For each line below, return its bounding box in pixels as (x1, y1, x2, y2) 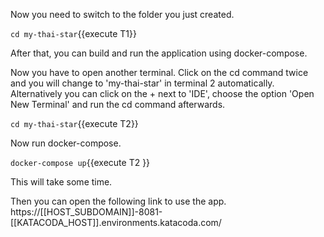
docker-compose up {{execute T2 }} (10, 157, 151, 168)
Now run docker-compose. (10, 137, 122, 149)
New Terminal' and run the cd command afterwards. (10, 99, 226, 110)
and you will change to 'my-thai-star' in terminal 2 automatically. (10, 77, 275, 89)
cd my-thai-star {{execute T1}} (10, 28, 137, 39)
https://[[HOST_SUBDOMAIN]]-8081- (10, 206, 163, 218)
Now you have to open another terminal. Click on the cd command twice (10, 67, 309, 78)
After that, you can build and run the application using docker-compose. (10, 47, 308, 59)
